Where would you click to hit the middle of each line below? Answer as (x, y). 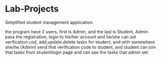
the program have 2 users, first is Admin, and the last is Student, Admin (77, 31)
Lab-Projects (32, 9)
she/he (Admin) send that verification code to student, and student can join (80, 47)
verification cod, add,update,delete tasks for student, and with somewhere (80, 42)
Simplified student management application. (49, 22)
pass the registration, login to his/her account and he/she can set (71, 37)
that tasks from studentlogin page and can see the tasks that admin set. (77, 52)
